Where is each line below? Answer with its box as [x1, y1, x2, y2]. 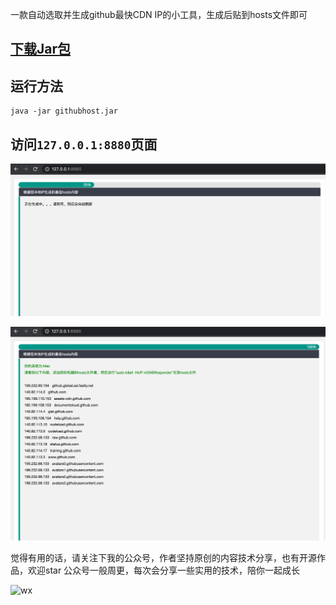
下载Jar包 [10, 41, 72, 58]
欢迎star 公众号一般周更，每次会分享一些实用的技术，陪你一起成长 [27, 564, 301, 576]
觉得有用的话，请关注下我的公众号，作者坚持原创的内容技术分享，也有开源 [10, 551, 317, 563]
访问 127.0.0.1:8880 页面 [10, 136, 158, 153]
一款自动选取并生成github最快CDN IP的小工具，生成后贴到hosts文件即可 [10, 9, 308, 20]
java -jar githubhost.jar [10, 106, 118, 117]
